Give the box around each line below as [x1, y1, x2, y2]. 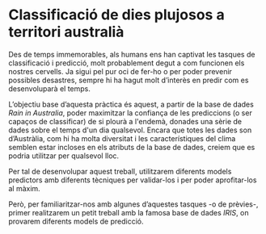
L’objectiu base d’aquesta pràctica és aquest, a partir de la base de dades [8, 99, 255, 109]
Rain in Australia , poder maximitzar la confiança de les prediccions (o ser [8, 107, 252, 118]
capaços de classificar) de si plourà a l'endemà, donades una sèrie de [8, 116, 243, 126]
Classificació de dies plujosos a [8, 6, 225, 24]
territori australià [8, 23, 125, 41]
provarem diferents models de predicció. [8, 216, 144, 226]
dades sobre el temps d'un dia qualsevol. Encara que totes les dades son [8, 125, 252, 135]
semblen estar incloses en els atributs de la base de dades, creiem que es [8, 142, 255, 152]
